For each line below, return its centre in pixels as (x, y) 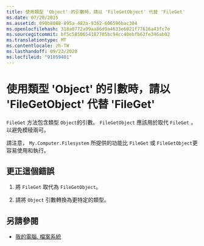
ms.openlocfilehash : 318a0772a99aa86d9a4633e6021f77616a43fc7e (88, 29)
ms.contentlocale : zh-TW (38, 46)
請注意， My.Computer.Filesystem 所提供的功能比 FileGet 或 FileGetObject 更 (102, 143)
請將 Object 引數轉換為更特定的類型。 (62, 200)
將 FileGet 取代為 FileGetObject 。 (58, 187)
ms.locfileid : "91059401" (39, 57)
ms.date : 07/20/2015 (33, 18)
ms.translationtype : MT (37, 40)
